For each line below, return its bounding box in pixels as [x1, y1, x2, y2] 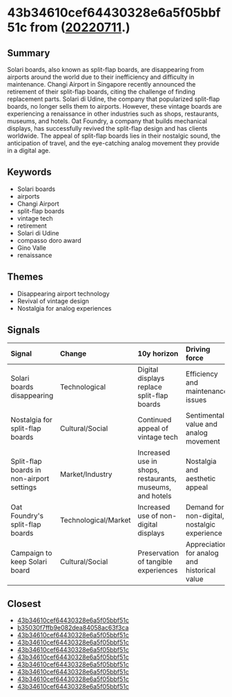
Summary [7, 47, 50, 59]
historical [185, 565, 216, 575]
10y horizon [137, 349, 179, 359]
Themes [7, 271, 43, 283]
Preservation [137, 548, 180, 558]
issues [185, 395, 207, 405]
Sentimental [185, 410, 224, 420]
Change [59, 349, 87, 359]
